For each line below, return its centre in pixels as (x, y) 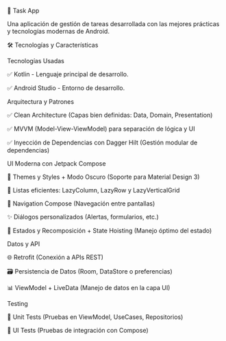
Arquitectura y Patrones (40, 102)
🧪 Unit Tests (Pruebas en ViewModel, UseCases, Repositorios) (95, 317)
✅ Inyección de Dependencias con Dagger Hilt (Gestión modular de (102, 142)
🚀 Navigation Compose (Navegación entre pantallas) (81, 203)
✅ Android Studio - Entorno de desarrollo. (66, 88)
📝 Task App (23, 11)
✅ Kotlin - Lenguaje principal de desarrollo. (68, 74)
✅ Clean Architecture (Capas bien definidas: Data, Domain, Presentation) (110, 115)
